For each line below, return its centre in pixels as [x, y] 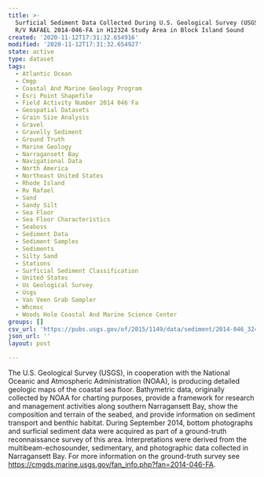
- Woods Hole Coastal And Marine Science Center [96, 315]
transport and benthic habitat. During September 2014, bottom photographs [131, 423]
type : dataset [31, 60]
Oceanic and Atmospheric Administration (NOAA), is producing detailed [124, 381]
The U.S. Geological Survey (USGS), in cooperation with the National [119, 373]
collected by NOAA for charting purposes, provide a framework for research [131, 398]
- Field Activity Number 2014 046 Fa [77, 103]
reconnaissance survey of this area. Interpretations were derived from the [128, 439]
